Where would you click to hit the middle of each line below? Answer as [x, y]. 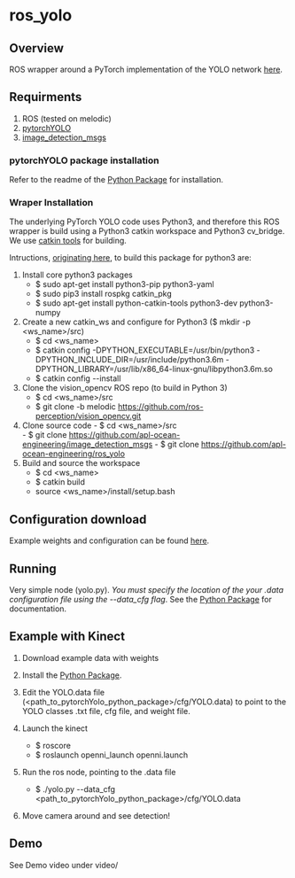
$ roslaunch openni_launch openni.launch [112, 755]
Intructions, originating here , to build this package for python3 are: [131, 258]
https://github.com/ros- [161, 407]
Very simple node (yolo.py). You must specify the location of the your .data [147, 590]
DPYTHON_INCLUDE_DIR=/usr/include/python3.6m [129, 360]
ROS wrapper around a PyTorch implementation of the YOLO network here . [146, 69]
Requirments [46, 97]
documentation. [38, 609]
